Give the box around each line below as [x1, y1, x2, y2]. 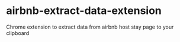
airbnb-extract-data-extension [6, 4, 162, 17]
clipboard [6, 29, 30, 36]
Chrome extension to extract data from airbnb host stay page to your [6, 23, 174, 30]
